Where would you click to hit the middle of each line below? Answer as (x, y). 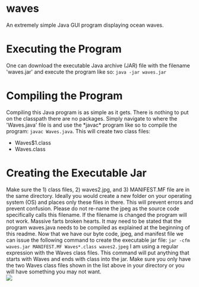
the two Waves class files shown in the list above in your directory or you (95, 265)
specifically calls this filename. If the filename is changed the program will (97, 215)
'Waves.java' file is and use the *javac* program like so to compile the (91, 125)
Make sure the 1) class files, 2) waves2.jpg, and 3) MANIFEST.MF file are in (98, 190)
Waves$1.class (33, 143)
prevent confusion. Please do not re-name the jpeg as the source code (93, 208)
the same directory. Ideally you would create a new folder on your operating (99, 195)
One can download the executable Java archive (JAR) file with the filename (98, 65)
